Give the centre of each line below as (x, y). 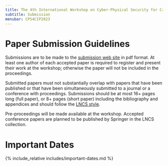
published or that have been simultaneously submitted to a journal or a (78, 88)
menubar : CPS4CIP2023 (28, 19)
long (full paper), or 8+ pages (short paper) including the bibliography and (82, 99)
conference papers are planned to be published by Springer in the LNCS (80, 119)
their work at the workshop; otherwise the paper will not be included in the (82, 68)
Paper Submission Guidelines (67, 44)
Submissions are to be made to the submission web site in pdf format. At (80, 57)
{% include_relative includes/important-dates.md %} (59, 159)
